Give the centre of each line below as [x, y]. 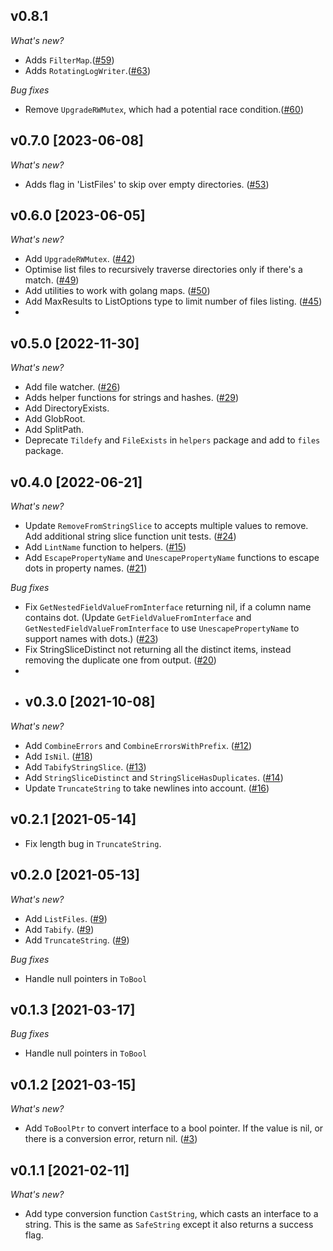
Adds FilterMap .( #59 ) [69, 60]
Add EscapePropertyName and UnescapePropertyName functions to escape [172, 558]
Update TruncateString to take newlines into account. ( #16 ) [147, 788]
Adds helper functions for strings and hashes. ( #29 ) [132, 398]
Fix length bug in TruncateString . [93, 843]
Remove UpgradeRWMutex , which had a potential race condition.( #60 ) [164, 109]
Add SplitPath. [54, 430]
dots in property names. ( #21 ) [86, 568]
